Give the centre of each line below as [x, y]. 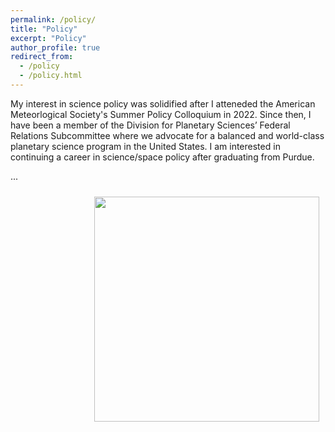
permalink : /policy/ [53, 19]
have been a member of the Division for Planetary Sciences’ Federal [150, 125]
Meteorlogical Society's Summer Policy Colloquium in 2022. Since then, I [161, 114]
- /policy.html [51, 76]
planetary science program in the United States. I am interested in [145, 146]
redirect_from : [42, 57]
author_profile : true [55, 47]
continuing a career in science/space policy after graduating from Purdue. [162, 157]
